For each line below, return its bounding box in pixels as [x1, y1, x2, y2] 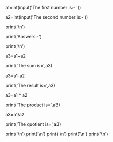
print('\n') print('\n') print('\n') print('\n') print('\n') [5, 131, 108, 137]
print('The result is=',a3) [5, 83, 55, 88]
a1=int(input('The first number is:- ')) [5, 5, 81, 10]
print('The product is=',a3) [5, 102, 61, 108]
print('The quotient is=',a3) [5, 121, 61, 127]
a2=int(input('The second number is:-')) [5, 14, 88, 20]
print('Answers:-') [5, 34, 42, 39]
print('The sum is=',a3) [5, 63, 53, 68]
